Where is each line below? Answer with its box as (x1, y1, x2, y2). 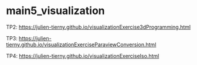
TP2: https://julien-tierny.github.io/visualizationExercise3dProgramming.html (6, 23, 191, 30)
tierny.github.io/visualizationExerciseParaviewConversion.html (6, 41, 157, 48)
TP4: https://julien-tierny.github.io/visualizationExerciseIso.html (6, 52, 159, 59)
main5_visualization (6, 4, 106, 18)
